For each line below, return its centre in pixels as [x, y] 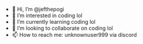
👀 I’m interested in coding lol [47, 15]
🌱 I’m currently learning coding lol [54, 22]
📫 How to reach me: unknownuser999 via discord [74, 35]
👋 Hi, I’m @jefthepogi [38, 9]
